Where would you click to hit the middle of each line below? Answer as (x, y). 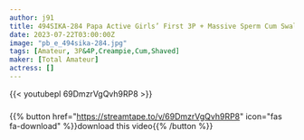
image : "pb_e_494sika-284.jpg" (68, 43)
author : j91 (32, 18)
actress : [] (32, 69)
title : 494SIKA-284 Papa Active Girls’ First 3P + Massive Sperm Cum (143, 26)
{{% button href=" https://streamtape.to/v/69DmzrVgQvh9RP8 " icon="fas (146, 116)
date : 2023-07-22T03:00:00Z (62, 34)
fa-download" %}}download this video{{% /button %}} (111, 126)
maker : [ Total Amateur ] (54, 60)
